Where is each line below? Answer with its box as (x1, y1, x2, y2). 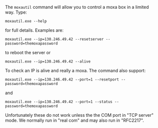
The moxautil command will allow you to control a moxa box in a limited (5, 4, 149, 10)
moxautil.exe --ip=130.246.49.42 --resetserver (5, 37, 104, 42)
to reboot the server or (5, 50, 51, 55)
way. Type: (5, 9, 27, 15)
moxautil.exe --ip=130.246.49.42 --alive (5, 59, 91, 64)
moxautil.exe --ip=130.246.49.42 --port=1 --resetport (5, 77, 119, 82)
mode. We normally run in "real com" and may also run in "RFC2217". (5, 117, 144, 123)
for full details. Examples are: (5, 27, 64, 33)
